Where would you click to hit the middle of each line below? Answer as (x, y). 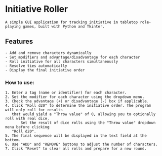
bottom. (13, 140)
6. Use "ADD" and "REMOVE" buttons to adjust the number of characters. (81, 144)
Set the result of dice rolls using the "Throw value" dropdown (88, 123)
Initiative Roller (37, 9)
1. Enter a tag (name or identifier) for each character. (66, 93)
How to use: (20, 82)
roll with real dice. (27, 119)
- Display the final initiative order (45, 70)
